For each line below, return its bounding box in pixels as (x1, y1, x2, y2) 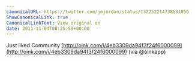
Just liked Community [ (6, 42, 64, 49)
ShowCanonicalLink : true (6, 14, 68, 20)
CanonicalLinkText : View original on (6, 20, 101, 26)
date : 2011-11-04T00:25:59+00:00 (6, 25, 90, 32)
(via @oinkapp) (128, 48, 166, 56)
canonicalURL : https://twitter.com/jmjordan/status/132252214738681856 (6, 8, 189, 15)
